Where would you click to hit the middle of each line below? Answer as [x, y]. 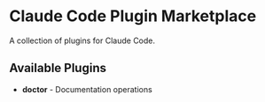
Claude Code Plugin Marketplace [133, 16]
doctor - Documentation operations [87, 89]
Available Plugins [58, 68]
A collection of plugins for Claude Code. [82, 40]
